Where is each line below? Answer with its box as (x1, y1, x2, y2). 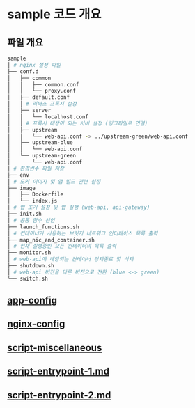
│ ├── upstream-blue (7, 139, 73, 146)
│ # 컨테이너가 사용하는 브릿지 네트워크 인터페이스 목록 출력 (7, 230, 158, 237)
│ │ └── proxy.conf (7, 88, 77, 95)
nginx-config (7, 318, 65, 330)
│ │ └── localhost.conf (7, 113, 89, 120)
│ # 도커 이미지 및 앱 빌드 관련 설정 (7, 178, 101, 185)
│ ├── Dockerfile (7, 191, 64, 198)
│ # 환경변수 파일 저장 (7, 165, 65, 172)
